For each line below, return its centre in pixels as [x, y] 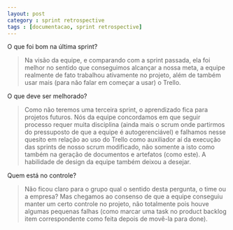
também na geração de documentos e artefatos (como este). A [115, 154]
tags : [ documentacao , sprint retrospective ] [75, 27]
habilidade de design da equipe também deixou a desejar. [107, 162]
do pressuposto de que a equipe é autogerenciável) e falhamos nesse [125, 132]
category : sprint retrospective [56, 20]
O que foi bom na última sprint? [52, 47]
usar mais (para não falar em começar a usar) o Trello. [103, 83]
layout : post [26, 14]
